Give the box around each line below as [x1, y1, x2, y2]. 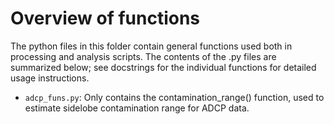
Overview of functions [10, 7, 201, 30]
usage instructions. [10, 72, 90, 84]
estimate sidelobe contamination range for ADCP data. [24, 102, 250, 114]
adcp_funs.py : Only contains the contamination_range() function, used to [24, 91, 325, 103]
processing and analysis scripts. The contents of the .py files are [10, 50, 277, 62]
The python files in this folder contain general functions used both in [10, 40, 293, 52]
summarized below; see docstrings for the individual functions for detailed [10, 61, 317, 73]
